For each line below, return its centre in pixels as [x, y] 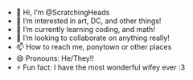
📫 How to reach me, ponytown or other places [94, 47]
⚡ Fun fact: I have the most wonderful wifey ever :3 [101, 67]
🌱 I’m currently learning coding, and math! [85, 29]
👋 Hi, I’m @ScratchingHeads [63, 12]
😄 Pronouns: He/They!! [55, 58]
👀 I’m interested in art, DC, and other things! [88, 21]
